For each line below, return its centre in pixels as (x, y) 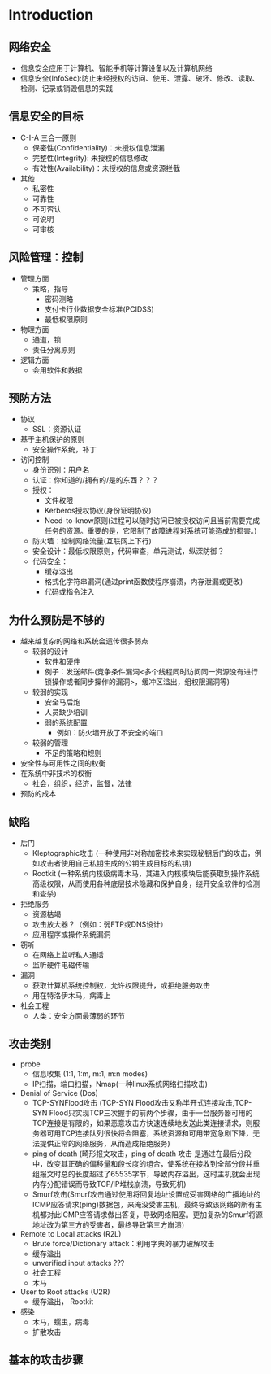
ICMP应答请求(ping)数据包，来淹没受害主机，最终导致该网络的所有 (144, 1204)
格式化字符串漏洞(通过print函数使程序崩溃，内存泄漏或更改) (144, 582)
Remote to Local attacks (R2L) (71, 1233)
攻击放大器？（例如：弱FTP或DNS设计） (100, 924)
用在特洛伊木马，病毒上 (71, 996)
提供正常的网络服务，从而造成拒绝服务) (105, 1143)
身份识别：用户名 (61, 470)
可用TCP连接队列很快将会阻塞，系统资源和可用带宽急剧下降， (150, 1133)
